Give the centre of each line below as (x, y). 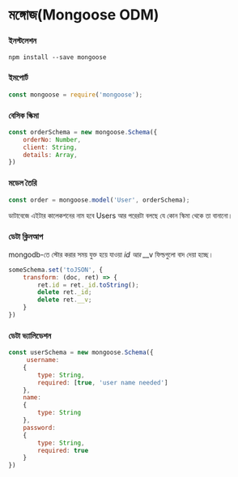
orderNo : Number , (52, 139)
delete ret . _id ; (65, 292)
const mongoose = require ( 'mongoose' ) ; (76, 95)
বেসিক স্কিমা (23, 115)
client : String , (51, 147)
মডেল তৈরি (23, 183)
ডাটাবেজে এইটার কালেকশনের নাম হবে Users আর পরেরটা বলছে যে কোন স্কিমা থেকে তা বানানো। (121, 215)
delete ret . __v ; (65, 300)
